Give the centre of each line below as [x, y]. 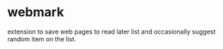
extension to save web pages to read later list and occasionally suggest [111, 31]
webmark [36, 12]
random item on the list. [42, 38]
